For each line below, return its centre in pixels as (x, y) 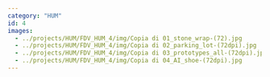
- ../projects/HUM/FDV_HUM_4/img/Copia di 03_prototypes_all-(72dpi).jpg (141, 53)
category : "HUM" (35, 16)
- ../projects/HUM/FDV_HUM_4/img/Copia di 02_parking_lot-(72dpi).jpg (136, 46)
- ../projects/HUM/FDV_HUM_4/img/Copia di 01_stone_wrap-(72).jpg (129, 38)
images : (21, 30)
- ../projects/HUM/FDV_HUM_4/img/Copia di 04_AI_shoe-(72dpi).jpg (129, 61)
